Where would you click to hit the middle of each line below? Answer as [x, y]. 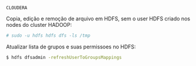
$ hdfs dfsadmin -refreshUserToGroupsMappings [64, 57]
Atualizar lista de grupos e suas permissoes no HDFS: [71, 47]
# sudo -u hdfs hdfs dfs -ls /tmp [48, 36]
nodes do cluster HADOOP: [39, 25]
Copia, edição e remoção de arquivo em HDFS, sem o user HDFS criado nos [98, 19]
